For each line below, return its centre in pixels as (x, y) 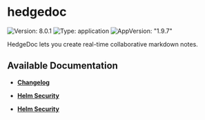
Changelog (33, 82)
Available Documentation (63, 66)
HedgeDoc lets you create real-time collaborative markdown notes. (102, 44)
